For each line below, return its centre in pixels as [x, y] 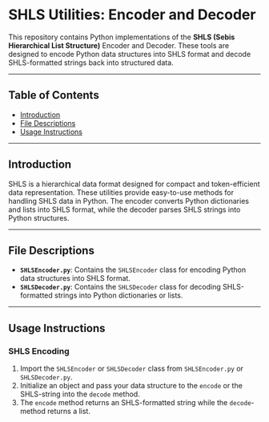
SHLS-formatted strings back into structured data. [91, 63]
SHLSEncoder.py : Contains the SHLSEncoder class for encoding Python [133, 270]
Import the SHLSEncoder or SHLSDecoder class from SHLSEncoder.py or [132, 369]
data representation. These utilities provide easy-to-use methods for [121, 192]
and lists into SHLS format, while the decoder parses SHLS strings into [124, 209]
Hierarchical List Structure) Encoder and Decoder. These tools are [119, 45]
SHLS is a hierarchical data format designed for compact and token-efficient [134, 184]
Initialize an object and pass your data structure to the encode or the [131, 386]
